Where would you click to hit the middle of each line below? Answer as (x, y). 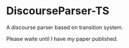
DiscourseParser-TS (58, 11)
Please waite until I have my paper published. (62, 39)
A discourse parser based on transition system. (65, 27)
